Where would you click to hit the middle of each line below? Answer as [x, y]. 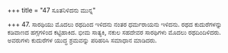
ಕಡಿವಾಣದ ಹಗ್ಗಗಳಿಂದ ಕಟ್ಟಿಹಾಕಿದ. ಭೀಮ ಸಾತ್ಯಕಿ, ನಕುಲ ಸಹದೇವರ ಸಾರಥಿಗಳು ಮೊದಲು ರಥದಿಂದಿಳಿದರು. [114, 32]
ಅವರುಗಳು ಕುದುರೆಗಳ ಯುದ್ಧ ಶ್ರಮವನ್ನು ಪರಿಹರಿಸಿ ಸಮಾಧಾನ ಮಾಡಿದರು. [82, 40]
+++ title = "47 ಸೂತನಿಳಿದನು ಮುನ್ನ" [52, 10]
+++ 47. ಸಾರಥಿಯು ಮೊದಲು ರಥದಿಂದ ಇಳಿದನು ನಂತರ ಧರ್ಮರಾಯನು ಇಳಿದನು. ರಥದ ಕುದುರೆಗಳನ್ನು [115, 24]
